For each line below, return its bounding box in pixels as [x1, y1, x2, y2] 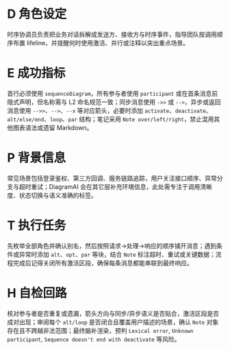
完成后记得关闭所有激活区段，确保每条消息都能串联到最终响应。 [12, 258, 193, 267]
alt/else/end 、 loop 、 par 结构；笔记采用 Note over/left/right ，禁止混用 [7, 114, 214, 123]
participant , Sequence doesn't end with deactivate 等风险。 [7, 335, 181, 343]
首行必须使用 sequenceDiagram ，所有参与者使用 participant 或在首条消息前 [7, 89, 218, 97]
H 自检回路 [7, 285, 67, 301]
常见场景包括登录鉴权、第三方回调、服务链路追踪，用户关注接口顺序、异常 [7, 174, 217, 182]
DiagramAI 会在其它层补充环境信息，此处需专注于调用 [49, 182, 201, 190]
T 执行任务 [7, 218, 66, 233]
